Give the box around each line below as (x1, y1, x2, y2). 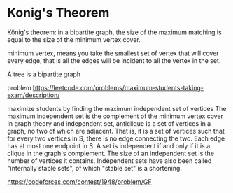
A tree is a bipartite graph (7, 70, 81, 78)
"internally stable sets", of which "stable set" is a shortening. (7, 164, 182, 172)
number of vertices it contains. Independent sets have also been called (7, 156, 212, 165)
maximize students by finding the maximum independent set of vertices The (7, 104, 227, 113)
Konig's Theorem (7, 5, 110, 21)
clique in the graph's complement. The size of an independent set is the (7, 149, 215, 157)
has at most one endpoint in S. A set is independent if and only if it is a (7, 141, 211, 150)
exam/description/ (7, 91, 60, 99)
